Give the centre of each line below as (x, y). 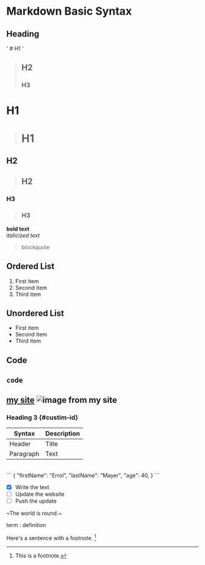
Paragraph (24, 454)
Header (20, 443)
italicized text (23, 235)
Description (63, 434)
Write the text (32, 487)
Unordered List (35, 313)
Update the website (40, 494)
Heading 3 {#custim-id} (42, 418)
